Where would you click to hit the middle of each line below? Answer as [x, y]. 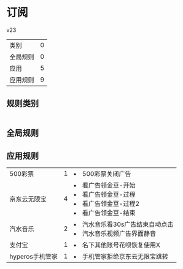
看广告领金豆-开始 [109, 185]
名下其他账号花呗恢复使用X [121, 244]
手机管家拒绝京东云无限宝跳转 [125, 256]
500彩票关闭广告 [107, 173]
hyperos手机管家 [34, 256]
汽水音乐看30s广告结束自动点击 [128, 224]
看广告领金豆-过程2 [111, 203]
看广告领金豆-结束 [109, 213]
